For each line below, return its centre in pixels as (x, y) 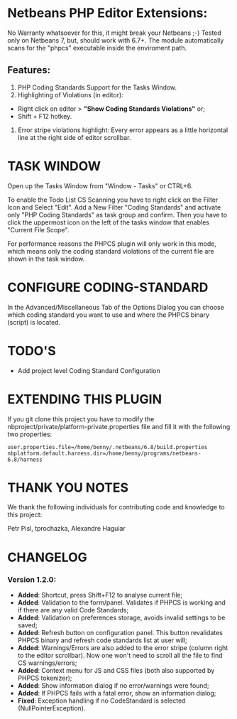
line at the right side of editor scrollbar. (74, 137)
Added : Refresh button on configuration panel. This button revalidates (120, 632)
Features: (29, 70)
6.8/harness (25, 460)
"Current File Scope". (38, 229)
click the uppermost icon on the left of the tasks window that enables (108, 222)
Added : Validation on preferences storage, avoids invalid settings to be (121, 617)
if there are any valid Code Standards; (73, 610)
